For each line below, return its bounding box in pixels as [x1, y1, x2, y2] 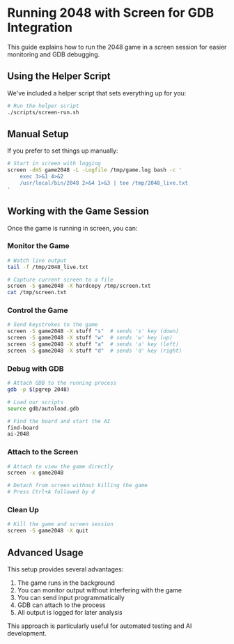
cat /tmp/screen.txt [7, 289, 68, 296]
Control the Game [7, 305, 68, 315]
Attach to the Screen [7, 447, 79, 457]
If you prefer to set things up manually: [7, 146, 118, 155]
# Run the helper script [7, 102, 79, 109]
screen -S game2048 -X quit [7, 528, 89, 535]
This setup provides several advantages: [7, 565, 124, 573]
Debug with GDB [7, 364, 64, 374]
